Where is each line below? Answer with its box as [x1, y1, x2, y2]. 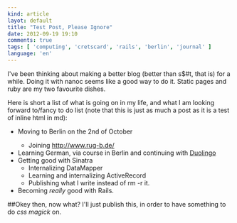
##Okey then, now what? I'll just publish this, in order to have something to [7, 200, 226, 208]
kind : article [7, 10, 50, 18]
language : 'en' [7, 50, 53, 58]
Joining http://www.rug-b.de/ [28, 141, 115, 149]
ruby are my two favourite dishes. [7, 85, 106, 93]
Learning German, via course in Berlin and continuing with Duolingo [17, 148, 216, 157]
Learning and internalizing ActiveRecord [28, 171, 147, 180]
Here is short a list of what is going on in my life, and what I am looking [7, 98, 215, 107]
